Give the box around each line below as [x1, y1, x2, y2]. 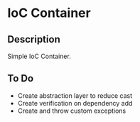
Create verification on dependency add [17, 99, 133, 107]
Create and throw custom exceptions [17, 106, 126, 115]
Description [7, 33, 60, 45]
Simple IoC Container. [7, 52, 71, 60]
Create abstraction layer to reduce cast [17, 91, 133, 100]
